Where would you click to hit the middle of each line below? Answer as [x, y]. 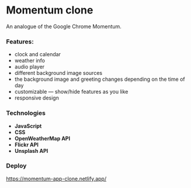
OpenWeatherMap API [42, 138]
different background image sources [58, 73]
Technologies [26, 113]
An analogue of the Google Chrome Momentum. [64, 26]
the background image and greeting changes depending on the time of [100, 79]
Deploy [16, 166]
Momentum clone [50, 10]
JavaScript [28, 126]
